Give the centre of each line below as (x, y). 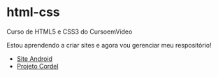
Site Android (35, 58)
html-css (33, 12)
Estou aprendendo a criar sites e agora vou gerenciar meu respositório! (109, 45)
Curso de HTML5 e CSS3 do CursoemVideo (70, 31)
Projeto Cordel (37, 66)
